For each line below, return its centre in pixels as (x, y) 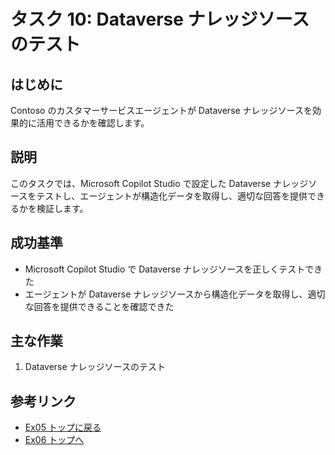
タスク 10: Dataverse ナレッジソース (160, 19)
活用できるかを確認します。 (93, 123)
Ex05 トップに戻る (63, 427)
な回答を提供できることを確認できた (99, 306)
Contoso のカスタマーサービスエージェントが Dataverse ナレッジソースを (161, 110)
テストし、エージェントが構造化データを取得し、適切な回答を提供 (172, 196)
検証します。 (62, 208)
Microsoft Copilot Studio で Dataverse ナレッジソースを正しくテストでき (173, 269)
